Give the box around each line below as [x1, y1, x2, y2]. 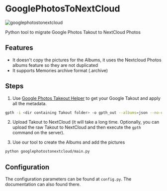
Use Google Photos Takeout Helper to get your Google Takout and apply [12, 95, 161, 101]
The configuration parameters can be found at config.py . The [5, 176, 132, 182]
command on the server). [12, 130, 65, 136]
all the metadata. [12, 100, 47, 106]
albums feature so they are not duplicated [12, 62, 98, 68]
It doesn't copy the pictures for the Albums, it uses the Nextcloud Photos [12, 57, 162, 63]
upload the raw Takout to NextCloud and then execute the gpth [12, 124, 141, 130]
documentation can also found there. [5, 182, 81, 188]
